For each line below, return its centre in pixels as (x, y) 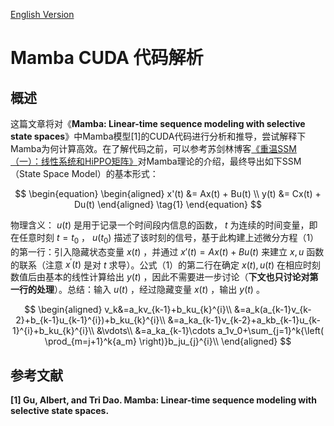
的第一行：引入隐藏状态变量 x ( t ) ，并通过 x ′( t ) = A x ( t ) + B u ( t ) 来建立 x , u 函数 (167, 251)
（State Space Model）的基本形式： (84, 173)
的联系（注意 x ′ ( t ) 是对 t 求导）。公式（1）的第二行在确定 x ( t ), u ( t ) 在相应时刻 (165, 264)
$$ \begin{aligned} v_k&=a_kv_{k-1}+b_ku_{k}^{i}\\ (128, 310)
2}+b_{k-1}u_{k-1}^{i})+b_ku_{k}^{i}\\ (90, 320)
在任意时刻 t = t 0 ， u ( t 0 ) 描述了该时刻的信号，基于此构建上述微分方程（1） (165, 239)
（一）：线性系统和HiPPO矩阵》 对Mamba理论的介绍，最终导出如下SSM (156, 161)
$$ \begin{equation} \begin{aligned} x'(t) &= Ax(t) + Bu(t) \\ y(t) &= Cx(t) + (168, 193)
